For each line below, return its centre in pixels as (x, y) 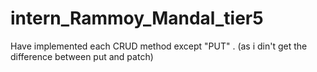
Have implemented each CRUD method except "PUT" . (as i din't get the (159, 46)
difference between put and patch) (82, 56)
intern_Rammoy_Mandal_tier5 (137, 18)
